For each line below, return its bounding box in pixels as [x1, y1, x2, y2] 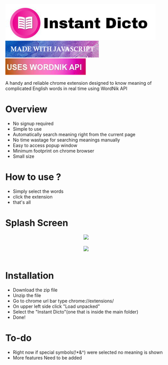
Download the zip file [12, 287, 58, 293]
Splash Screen [5, 217, 68, 229]
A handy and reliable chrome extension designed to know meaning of [5, 80, 152, 86]
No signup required [12, 120, 54, 126]
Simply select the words [12, 188, 64, 194]
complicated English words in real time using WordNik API [5, 85, 128, 92]
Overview [5, 103, 48, 115]
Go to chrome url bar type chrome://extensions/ [12, 298, 114, 304]
